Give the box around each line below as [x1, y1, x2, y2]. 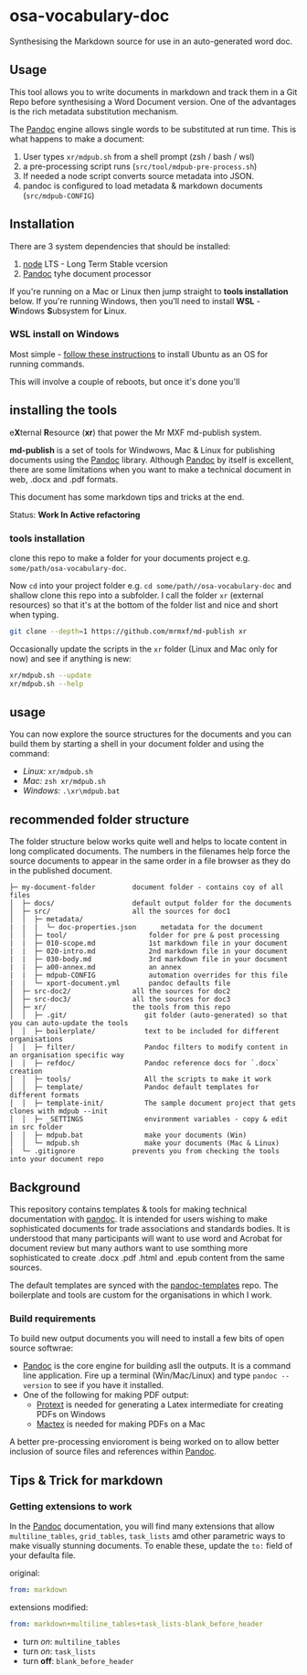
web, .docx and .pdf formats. [9, 473, 119, 484]
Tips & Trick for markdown [9, 1472, 164, 1488]
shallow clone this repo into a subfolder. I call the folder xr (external [9, 589, 264, 600]
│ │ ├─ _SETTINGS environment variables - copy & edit [9, 1115, 288, 1124]
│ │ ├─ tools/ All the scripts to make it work [9, 1075, 272, 1084]
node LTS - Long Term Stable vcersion [22, 258, 168, 270]
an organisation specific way [9, 1051, 125, 1060]
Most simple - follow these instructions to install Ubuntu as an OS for [9, 348, 269, 359]
